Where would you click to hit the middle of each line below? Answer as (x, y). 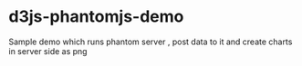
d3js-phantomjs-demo (96, 17)
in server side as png (48, 51)
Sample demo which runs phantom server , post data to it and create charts (151, 42)
